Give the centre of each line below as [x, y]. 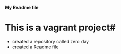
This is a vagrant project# [60, 28]
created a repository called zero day [51, 41]
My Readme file [22, 7]
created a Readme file [35, 47]
